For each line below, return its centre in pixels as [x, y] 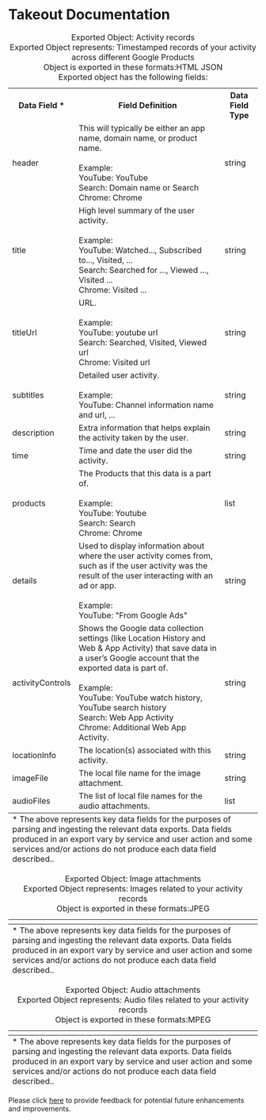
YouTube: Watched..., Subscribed [140, 250]
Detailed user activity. [119, 375]
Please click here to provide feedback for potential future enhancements [126, 1100]
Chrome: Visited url [114, 362]
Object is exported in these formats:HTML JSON [133, 67]
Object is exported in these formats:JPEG [133, 908]
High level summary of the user [137, 210]
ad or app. [98, 585]
